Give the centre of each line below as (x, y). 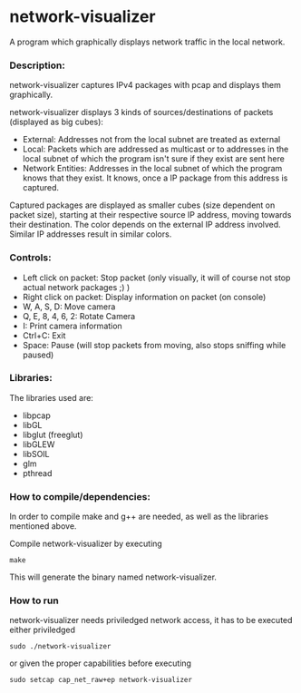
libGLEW (39, 444)
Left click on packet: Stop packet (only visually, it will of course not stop (156, 278)
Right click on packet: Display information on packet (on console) (144, 297)
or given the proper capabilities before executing (101, 663)
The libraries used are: (51, 397)
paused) (38, 355)
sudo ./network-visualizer (60, 647)
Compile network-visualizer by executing (86, 544)
